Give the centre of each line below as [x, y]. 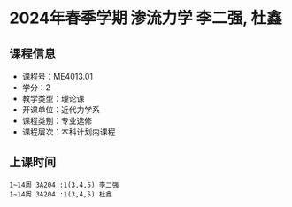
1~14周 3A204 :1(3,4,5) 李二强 [64, 185]
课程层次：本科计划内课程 [69, 132]
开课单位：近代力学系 [61, 110]
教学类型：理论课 [53, 99]
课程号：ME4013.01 [57, 77]
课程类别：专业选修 [57, 121]
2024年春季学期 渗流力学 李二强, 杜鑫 [146, 18]
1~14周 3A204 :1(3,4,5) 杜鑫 [61, 194]
